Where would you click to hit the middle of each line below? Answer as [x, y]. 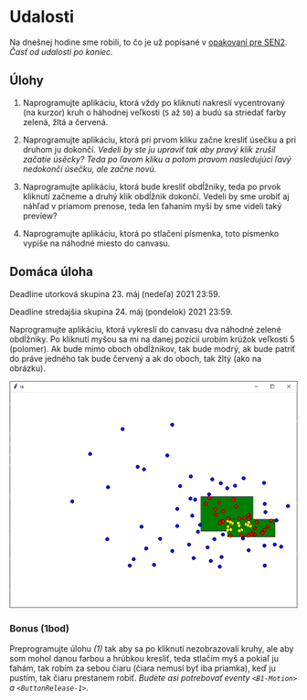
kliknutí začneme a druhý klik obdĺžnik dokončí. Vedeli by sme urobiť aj [156, 196]
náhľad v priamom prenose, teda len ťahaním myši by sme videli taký [152, 206]
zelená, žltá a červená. [65, 122]
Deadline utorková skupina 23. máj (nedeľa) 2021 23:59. [115, 293]
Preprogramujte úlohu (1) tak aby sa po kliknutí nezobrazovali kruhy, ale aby [152, 648]
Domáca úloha [52, 272]
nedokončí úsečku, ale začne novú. [90, 169]
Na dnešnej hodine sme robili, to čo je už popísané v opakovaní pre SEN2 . [148, 42]
